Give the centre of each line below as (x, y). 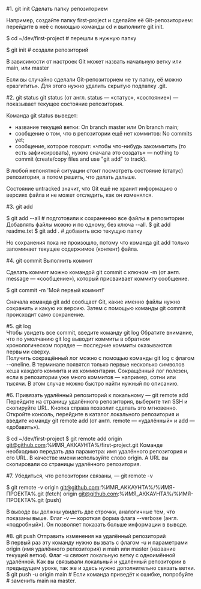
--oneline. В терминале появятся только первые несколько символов (95, 364)
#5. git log (19, 326)
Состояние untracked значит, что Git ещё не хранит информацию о (92, 189)
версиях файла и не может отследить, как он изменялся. (79, 195)
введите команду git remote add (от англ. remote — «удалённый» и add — (100, 420)
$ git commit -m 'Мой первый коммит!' (55, 290)
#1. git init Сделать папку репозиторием (57, 9)
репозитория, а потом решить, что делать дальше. (71, 177)
